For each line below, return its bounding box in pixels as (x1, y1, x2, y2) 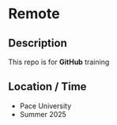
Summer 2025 (19, 109, 67, 119)
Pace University (19, 100, 72, 111)
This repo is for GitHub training (8, 57, 110, 66)
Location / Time (8, 80, 87, 93)
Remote (8, 5, 61, 23)
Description (8, 36, 67, 50)
